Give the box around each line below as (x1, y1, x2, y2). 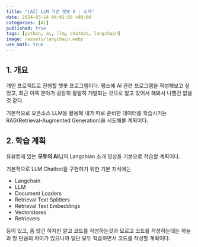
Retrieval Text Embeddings (14, 202, 81, 209)
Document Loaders (14, 190, 62, 197)
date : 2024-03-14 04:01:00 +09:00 (6, 14, 92, 20)
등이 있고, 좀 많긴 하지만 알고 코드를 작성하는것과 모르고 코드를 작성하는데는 (6, 227, 180, 234)
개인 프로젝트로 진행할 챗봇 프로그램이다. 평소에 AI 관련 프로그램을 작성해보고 (6, 82, 184, 89)
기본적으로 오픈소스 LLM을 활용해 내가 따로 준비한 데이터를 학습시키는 (6, 109, 167, 116)
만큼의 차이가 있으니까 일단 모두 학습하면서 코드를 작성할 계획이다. (18, 235, 171, 242)
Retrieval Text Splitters (14, 196, 70, 203)
